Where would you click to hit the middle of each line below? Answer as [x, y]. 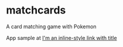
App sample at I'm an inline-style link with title [61, 38]
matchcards [36, 10]
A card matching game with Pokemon [51, 26]
